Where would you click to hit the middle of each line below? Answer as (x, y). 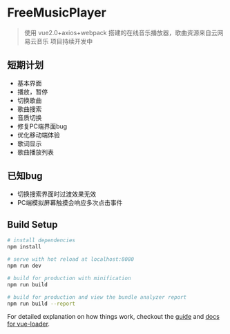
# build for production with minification (69, 278)
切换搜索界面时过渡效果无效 (57, 194)
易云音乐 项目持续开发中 (58, 41)
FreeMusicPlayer (57, 13)
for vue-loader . (29, 324)
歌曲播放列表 (35, 152)
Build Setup (32, 225)
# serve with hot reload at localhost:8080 (71, 259)
